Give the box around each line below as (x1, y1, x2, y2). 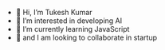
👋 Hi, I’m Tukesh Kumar (15, 8, 93, 17)
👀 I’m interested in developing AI (15, 16, 122, 25)
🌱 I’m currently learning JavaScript (15, 25, 130, 33)
